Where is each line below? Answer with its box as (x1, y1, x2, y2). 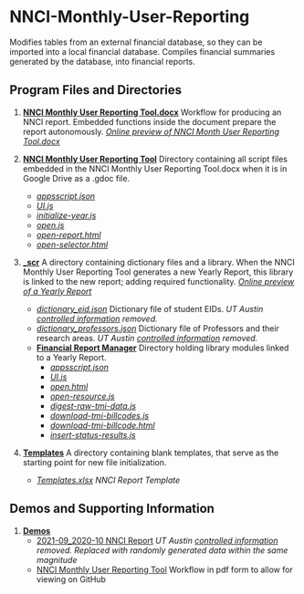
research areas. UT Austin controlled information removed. (36, 332, 258, 343)
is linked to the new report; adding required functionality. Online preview (22, 276, 295, 287)
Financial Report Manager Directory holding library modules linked (36, 342, 289, 353)
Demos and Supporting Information (9, 501, 215, 516)
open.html (49, 380, 89, 391)
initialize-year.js (36, 210, 97, 221)
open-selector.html (36, 239, 109, 250)
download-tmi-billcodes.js (49, 410, 149, 421)
